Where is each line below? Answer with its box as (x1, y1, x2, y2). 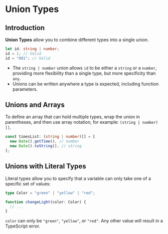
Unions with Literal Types (5, 162, 86, 171)
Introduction (5, 24, 45, 32)
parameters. (12, 86, 38, 92)
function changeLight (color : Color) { (5, 199, 86, 204)
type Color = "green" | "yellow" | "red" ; (5, 190, 95, 195)
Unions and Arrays (5, 101, 65, 109)
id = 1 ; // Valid (5, 51, 42, 56)
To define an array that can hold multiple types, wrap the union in (5, 114, 140, 120)
